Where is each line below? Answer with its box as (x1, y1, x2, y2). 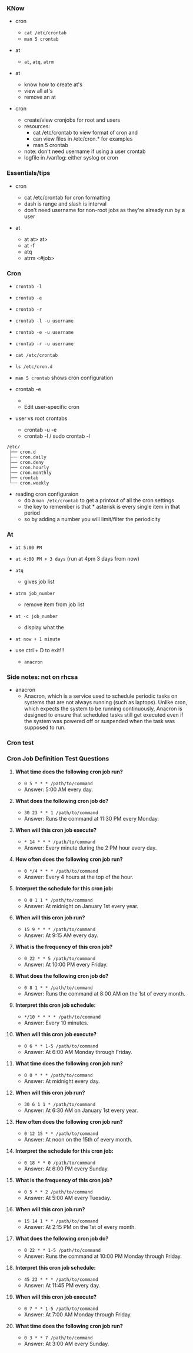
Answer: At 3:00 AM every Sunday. (24, 1340, 109, 1347)
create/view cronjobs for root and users (24, 116, 121, 123)
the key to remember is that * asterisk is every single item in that (24, 503, 180, 510)
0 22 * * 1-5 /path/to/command (24, 1247, 101, 1253)
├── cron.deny (9, 459, 44, 465)
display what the (24, 624, 64, 631)
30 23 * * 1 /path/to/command (24, 809, 99, 816)
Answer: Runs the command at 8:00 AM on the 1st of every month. (24, 990, 186, 997)
